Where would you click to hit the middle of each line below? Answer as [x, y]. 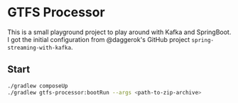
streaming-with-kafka [39, 48]
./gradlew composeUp [38, 86]
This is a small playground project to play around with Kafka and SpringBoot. [119, 32]
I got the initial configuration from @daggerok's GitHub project [99, 39]
